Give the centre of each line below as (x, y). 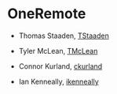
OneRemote (47, 14)
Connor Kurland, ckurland (60, 66)
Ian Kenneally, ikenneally (58, 81)
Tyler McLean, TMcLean (58, 51)
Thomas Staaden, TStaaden (64, 36)
